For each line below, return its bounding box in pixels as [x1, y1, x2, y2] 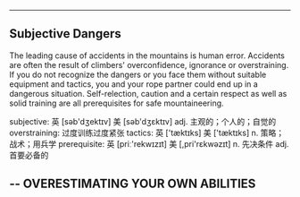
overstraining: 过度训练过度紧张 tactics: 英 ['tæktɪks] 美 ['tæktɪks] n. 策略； [9, 127, 284, 138]
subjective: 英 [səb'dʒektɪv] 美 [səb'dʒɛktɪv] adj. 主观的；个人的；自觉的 [9, 116, 277, 126]
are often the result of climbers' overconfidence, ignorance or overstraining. [9, 59, 289, 70]
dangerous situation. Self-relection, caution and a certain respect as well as [9, 88, 287, 98]
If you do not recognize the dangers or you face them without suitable [9, 69, 267, 80]
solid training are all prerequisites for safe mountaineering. [9, 98, 225, 108]
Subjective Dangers [9, 26, 122, 41]
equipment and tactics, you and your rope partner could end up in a [9, 78, 259, 90]
